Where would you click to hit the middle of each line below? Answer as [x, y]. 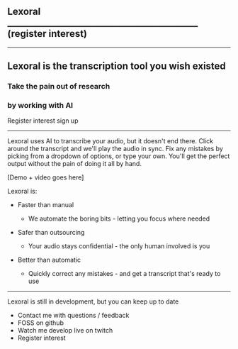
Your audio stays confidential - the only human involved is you [119, 246]
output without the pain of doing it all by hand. [74, 164]
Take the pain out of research [59, 87]
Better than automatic [49, 260]
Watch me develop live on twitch [65, 331]
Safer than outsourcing [51, 233]
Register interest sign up [43, 121]
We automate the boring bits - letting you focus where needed [119, 218]
